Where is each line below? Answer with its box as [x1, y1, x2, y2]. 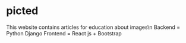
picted [6, 4, 39, 18]
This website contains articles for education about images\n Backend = [6, 24, 181, 31]
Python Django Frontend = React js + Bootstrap [6, 29, 122, 37]
